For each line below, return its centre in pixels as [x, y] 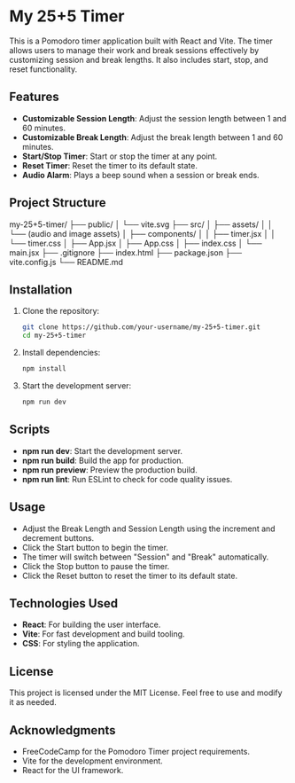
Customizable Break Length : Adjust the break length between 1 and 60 [152, 137]
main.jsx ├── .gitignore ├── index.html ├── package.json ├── [125, 252]
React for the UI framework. [73, 770]
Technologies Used [63, 603]
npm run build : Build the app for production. [103, 460]
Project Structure [58, 203]
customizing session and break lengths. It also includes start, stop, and [139, 59]
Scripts [30, 430]
